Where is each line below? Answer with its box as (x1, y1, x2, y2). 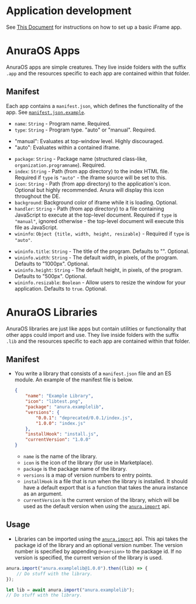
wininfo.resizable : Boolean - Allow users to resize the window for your (14, 279, 186, 286)
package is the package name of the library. (23, 465, 128, 473)
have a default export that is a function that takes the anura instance (23, 484, 188, 491)
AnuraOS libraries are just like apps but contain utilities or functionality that (6, 325, 187, 332)
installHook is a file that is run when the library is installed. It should (23, 478, 188, 485)
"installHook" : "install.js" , (25, 431, 99, 437)
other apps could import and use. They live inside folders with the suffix (6, 331, 180, 338)
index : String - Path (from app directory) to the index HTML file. (14, 167, 170, 174)
